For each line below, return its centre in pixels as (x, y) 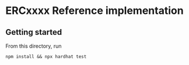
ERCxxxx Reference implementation (95, 11)
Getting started (34, 32)
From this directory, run (34, 46)
